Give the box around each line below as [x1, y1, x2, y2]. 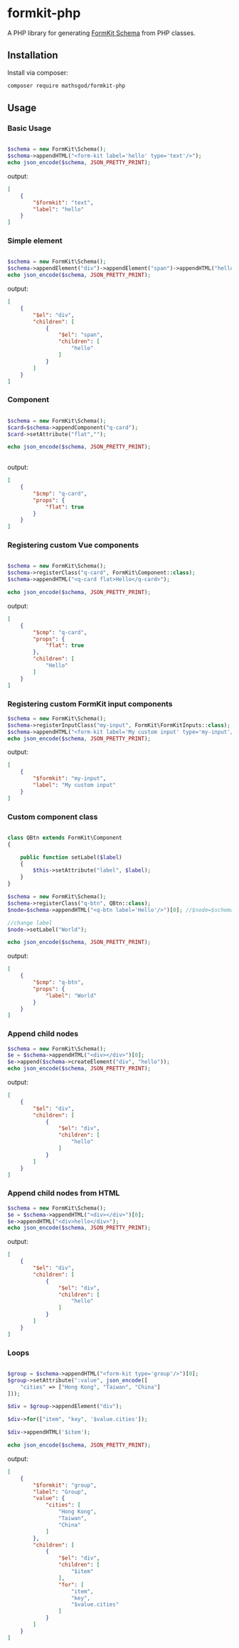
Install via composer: [7, 68, 69, 76]
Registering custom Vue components [7, 541, 139, 551]
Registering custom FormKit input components [7, 698, 173, 708]
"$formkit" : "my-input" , [33, 775, 107, 783]
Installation [7, 49, 58, 61]
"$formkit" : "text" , [33, 199, 94, 206]
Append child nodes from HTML [7, 1188, 120, 1198]
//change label [7, 919, 53, 926]
